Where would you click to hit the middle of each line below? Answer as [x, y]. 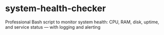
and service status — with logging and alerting [53, 27]
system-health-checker [55, 9]
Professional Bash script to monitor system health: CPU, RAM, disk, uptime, [82, 22]
